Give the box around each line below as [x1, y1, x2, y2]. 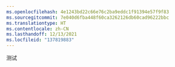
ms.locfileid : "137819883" [6, 37, 74, 43]
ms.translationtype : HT [6, 20, 67, 26]
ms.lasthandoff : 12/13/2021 [6, 31, 78, 37]
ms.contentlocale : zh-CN [6, 25, 69, 32]
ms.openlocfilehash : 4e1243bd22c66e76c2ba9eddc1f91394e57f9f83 [6, 8, 170, 15]
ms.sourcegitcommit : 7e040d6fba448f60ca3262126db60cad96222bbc [6, 14, 170, 21]
